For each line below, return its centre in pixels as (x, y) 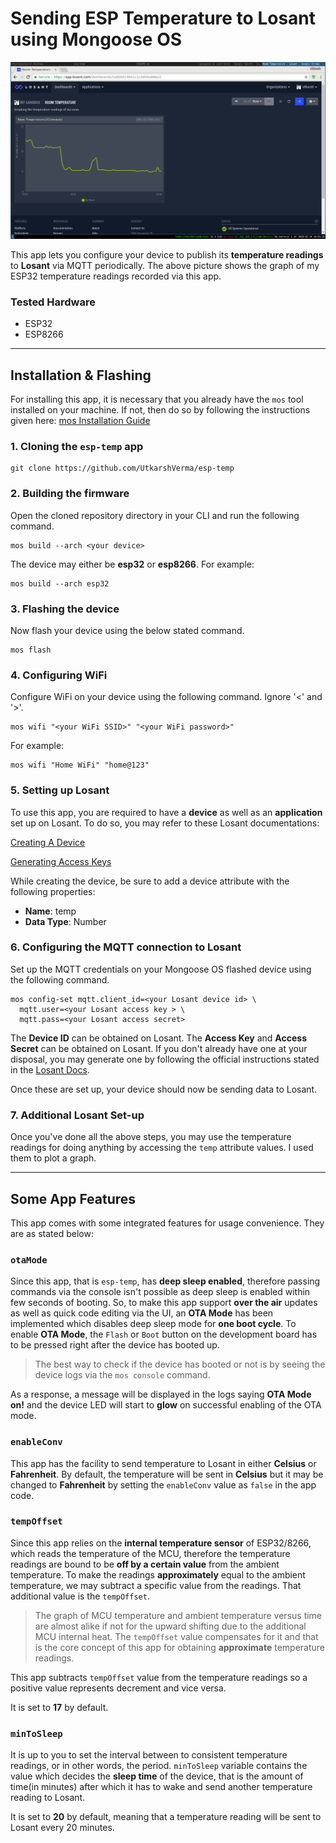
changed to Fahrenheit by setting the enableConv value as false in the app (163, 1484)
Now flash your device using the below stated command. (127, 630)
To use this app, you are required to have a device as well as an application (166, 812)
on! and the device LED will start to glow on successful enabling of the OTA (166, 1405)
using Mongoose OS (96, 39)
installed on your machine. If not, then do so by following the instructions (160, 410)
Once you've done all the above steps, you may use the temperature (151, 1137)
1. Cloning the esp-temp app (77, 446)
